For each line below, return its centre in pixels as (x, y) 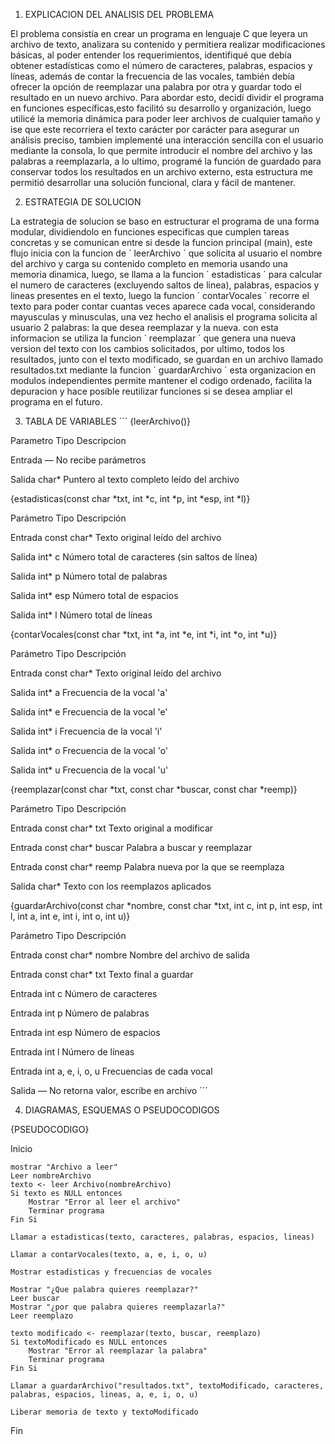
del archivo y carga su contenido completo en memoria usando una (149, 263)
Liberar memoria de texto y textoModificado (104, 1412)
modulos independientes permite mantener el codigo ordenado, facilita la (161, 380)
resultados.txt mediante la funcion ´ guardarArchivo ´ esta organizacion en (163, 370)
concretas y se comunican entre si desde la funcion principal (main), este (161, 242)
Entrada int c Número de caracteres (84, 993)
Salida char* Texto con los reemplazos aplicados (111, 886)
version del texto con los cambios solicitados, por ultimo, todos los (147, 348)
